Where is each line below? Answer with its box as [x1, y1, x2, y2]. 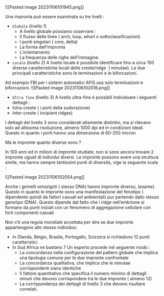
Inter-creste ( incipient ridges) [12, 110, 73, 116]
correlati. [19, 286, 38, 292]
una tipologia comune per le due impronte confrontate [19, 255, 129, 261]
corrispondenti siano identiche [19, 265, 81, 271]
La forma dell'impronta [19, 44, 66, 50]
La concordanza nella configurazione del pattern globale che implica [19, 250, 158, 255]
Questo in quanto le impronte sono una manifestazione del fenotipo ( [5, 189, 143, 194]
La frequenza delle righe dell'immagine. [19, 54, 99, 60]
